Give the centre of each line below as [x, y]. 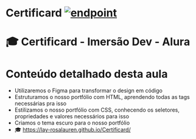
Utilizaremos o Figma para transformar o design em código [88, 90]
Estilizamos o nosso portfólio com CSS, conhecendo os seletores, [97, 110]
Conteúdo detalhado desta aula [87, 74]
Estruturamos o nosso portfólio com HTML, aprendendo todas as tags [102, 97]
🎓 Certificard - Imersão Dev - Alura [98, 42]
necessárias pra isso [40, 104]
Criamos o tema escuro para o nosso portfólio [72, 123]
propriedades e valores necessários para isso [72, 117]
